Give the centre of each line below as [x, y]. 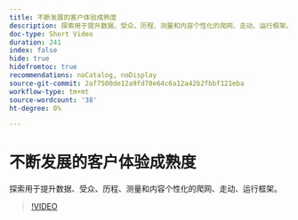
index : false [33, 51]
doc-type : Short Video [51, 34]
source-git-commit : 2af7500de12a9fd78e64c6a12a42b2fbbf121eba [127, 83]
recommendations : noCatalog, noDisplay [83, 75]
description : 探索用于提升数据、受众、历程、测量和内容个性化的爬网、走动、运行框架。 [151, 26]
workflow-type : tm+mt [49, 91]
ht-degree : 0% [36, 108]
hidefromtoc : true [43, 67]
